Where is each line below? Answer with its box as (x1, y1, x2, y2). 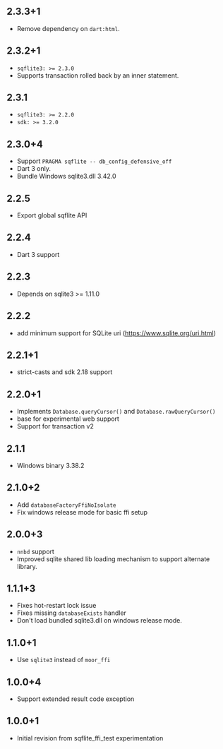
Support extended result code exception (16, 695, 135, 703)
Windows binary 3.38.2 (16, 461, 85, 469)
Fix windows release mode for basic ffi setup (16, 508, 148, 516)
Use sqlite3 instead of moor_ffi (16, 656, 111, 664)
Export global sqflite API (16, 211, 88, 220)
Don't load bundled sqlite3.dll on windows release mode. (16, 616, 183, 625)
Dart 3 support (16, 250, 60, 258)
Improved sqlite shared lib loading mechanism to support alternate (16, 554, 210, 563)
